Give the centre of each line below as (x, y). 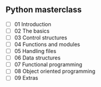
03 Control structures (41, 38)
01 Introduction (33, 24)
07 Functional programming (48, 64)
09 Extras (26, 78)
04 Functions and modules (47, 44)
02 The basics (32, 31)
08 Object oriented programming (55, 72)
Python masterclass (44, 10)
